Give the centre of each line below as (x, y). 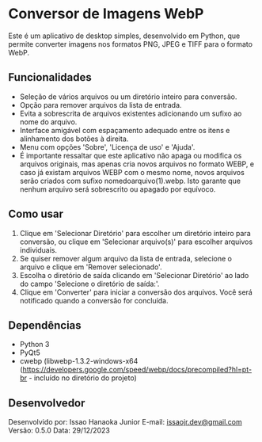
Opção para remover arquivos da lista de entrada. (101, 105)
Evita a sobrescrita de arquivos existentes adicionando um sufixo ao (131, 113)
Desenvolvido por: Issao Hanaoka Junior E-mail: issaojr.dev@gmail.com (125, 422)
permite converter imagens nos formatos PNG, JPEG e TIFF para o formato (131, 44)
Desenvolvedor (47, 403)
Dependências (45, 325)
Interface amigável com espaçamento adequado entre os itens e (125, 130)
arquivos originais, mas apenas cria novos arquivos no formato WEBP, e (137, 164)
